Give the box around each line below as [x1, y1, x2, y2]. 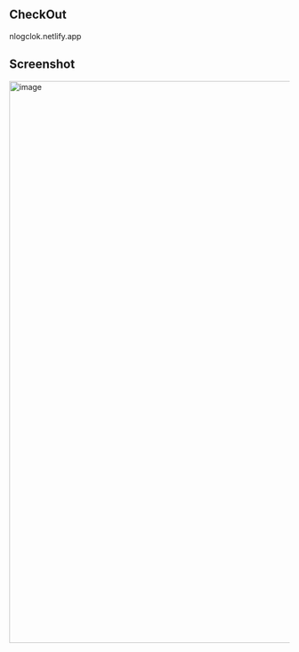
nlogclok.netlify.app [9, 30, 82, 41]
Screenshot [9, 57, 76, 72]
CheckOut [9, 7, 67, 22]
